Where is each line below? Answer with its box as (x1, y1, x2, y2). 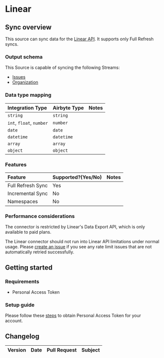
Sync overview (5, 23, 52, 31)
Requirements (5, 278, 40, 285)
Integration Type (7, 104, 47, 111)
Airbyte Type (52, 104, 84, 111)
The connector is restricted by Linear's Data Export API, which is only (5, 224, 145, 230)
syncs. (5, 41, 19, 47)
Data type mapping (5, 92, 51, 99)
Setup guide (5, 301, 35, 308)
